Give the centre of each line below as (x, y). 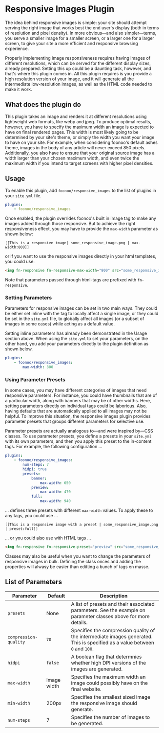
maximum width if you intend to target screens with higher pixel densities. (79, 163)
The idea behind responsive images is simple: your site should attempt (76, 23)
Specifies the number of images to (111, 717)
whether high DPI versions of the (109, 663)
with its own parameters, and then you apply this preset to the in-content (78, 441)
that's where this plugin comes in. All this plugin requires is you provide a (79, 73)
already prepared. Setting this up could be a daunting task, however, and (78, 68)
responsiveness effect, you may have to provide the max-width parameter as (82, 229)
